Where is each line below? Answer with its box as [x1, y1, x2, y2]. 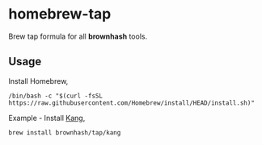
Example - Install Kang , [8, 113, 86, 122]
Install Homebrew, [8, 76, 69, 85]
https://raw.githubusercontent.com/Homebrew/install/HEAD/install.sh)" [8, 98, 255, 107]
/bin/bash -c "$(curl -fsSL [8, 92, 104, 100]
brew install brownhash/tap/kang [8, 128, 121, 137]
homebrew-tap [8, 5, 112, 23]
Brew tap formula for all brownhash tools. [8, 31, 148, 41]
